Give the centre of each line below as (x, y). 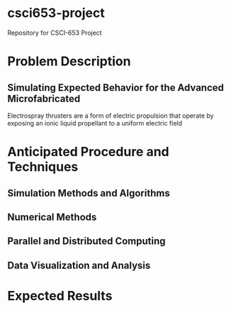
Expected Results (60, 295)
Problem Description (69, 61)
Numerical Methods (52, 217)
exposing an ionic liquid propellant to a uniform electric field (95, 123)
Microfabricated (44, 98)
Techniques (43, 167)
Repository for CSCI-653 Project (55, 33)
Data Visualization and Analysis (79, 265)
